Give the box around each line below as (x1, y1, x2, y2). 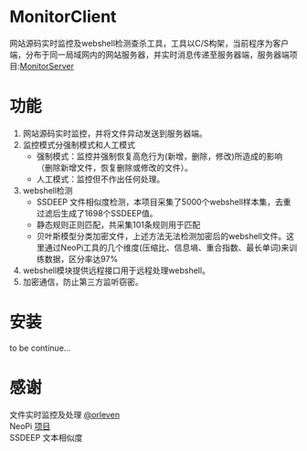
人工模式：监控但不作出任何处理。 (36, 173, 165, 184)
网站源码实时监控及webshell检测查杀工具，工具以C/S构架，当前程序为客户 (9, 37, 290, 48)
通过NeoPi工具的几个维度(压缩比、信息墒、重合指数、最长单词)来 (44, 242, 290, 253)
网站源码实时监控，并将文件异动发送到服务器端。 (22, 128, 207, 139)
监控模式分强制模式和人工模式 (22, 139, 135, 150)
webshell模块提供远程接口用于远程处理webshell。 (22, 265, 210, 276)
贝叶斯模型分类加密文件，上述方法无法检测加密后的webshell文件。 (36, 230, 287, 241)
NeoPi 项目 (9, 420, 51, 431)
